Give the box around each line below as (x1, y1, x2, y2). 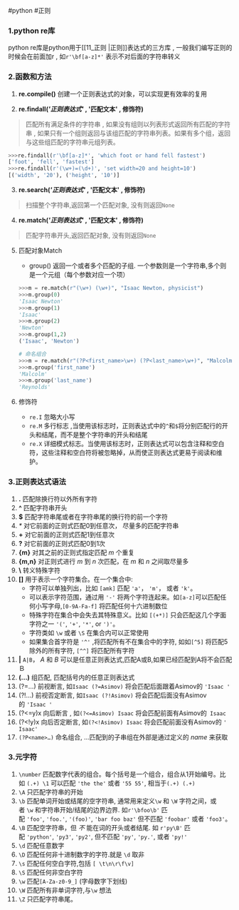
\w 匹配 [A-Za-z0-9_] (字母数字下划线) (18, 876, 128, 885)
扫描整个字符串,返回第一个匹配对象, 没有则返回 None (25, 201, 175, 209)
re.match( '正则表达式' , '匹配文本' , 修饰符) (18, 216, 144, 225)
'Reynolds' (18, 384, 51, 391)
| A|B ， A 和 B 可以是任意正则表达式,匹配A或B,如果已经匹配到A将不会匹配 (18, 655, 233, 664)
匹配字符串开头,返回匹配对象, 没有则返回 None (25, 231, 156, 240)
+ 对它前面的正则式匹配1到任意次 (18, 530, 115, 539)
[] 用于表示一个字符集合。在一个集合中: (18, 575, 134, 583)
